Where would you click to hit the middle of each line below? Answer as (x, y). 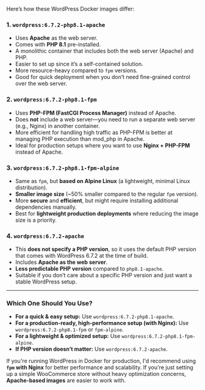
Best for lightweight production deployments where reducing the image (107, 213)
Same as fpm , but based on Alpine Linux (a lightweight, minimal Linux (103, 181)
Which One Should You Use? (49, 304)
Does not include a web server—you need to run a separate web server (105, 119)
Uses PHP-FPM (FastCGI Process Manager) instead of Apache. (96, 113)
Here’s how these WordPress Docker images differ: (70, 9)
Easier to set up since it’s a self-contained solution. (79, 64)
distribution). (31, 187)
